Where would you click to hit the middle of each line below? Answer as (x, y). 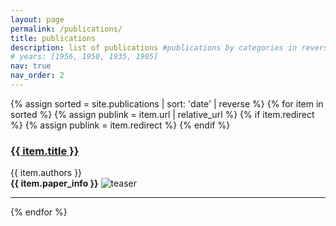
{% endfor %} (39, 212)
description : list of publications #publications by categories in (154, 47)
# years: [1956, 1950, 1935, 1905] (84, 57)
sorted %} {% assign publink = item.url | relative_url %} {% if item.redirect (162, 114)
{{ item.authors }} (46, 173)
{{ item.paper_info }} (54, 183)
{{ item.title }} (45, 151)
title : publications (53, 38)
